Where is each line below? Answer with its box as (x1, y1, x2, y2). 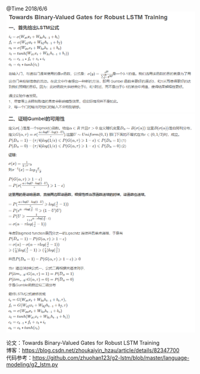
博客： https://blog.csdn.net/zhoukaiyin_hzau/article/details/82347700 (6, 347, 180, 354)
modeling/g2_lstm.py (6, 361, 58, 368)
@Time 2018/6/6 (6, 5, 48, 12)
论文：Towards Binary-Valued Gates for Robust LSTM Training (6, 339, 160, 347)
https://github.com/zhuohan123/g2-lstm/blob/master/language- (32, 354, 190, 361)
